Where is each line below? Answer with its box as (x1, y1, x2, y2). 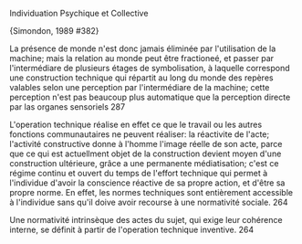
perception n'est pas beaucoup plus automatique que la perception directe (9, 91, 291, 102)
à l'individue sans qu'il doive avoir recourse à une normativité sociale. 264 (9, 196, 289, 207)
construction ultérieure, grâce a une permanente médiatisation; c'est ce (9, 158, 279, 168)
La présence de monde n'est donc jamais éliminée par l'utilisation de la (9, 43, 276, 54)
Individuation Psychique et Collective (9, 8, 149, 18)
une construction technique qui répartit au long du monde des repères (9, 72, 274, 83)
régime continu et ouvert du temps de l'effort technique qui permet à (9, 168, 268, 178)
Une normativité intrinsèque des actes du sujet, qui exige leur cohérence (9, 215, 283, 225)
